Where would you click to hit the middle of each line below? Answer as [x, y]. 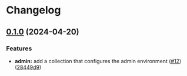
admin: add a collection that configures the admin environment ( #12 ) [98, 61]
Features [19, 49]
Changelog [34, 10]
